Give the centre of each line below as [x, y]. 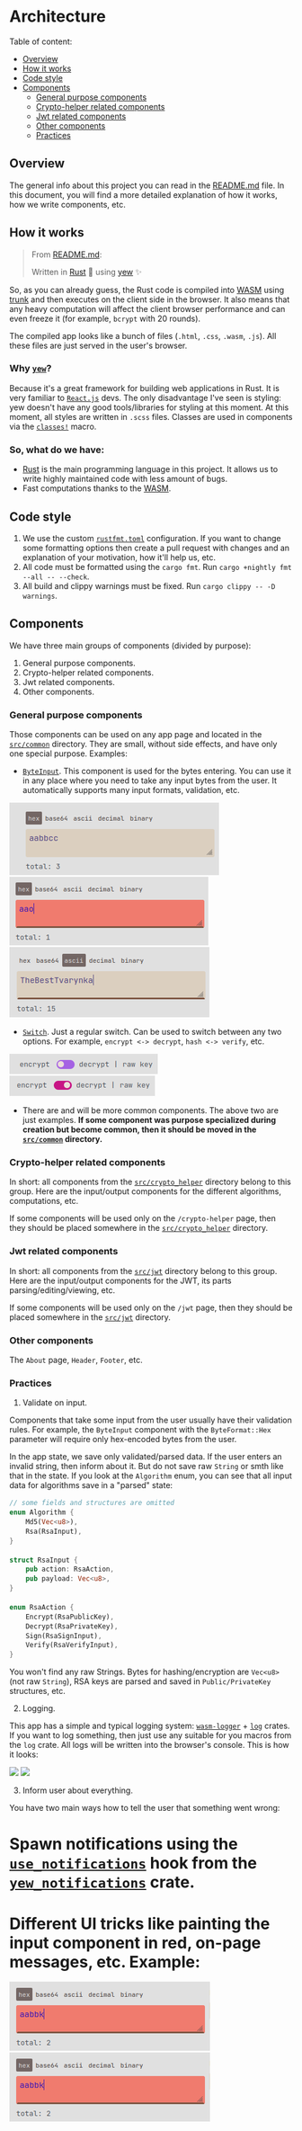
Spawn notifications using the [124, 1844]
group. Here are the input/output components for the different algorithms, [145, 1191]
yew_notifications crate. [102, 1882]
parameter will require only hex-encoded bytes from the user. [123, 1440]
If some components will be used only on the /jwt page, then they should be [151, 1307]
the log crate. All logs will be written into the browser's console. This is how [149, 1745]
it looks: [24, 1754]
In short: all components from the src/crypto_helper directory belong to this [151, 1182]
